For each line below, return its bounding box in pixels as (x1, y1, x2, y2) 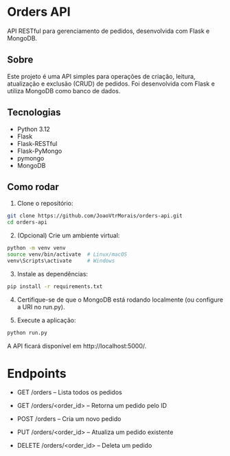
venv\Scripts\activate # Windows (7, 257, 115, 264)
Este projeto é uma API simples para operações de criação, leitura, (7, 72, 196, 80)
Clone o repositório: (16, 200, 73, 208)
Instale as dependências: (16, 269, 88, 278)
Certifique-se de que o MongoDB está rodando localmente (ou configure (16, 296, 223, 304)
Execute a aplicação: (16, 316, 76, 324)
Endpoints (7, 365, 67, 381)
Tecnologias (7, 107, 61, 119)
